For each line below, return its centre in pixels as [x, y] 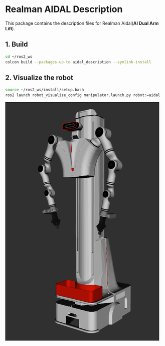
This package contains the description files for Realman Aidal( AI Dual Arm [82, 23]
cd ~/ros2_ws [19, 56]
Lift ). [10, 28]
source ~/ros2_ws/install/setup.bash [45, 90]
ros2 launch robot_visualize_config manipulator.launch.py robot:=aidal [83, 95]
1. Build [17, 45]
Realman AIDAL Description [64, 9]
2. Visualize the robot [39, 77]
